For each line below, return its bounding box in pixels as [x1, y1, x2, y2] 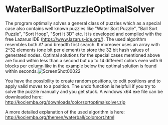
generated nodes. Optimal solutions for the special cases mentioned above [5, 52, 160, 58]
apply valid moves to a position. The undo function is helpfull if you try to [5, 83, 156, 89]
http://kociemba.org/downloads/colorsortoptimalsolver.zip [5, 99, 126, 105]
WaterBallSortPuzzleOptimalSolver [5, 4, 155, 15]
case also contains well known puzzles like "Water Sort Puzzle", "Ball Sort [5, 25, 158, 31]
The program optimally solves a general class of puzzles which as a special [5, 20, 161, 26]
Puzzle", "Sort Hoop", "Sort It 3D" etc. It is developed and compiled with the [5, 31, 162, 37]
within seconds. [5, 68, 38, 74]
